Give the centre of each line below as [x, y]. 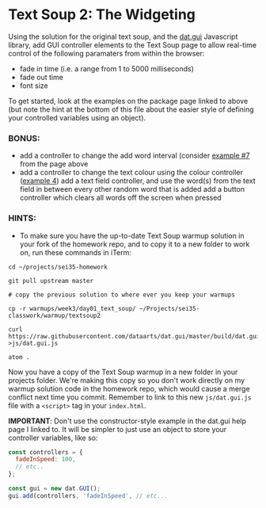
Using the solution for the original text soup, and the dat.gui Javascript [123, 36]
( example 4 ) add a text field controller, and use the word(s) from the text [137, 181]
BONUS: [25, 138]
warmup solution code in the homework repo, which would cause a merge [129, 388]
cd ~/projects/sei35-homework [58, 267]
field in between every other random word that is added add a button [132, 189]
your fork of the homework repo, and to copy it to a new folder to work [135, 244]
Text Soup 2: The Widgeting [102, 15]
